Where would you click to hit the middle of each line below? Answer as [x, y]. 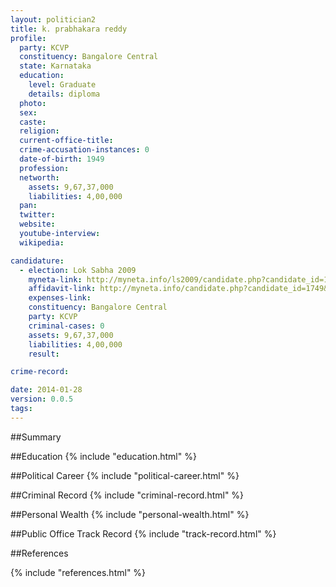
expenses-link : [60, 298]
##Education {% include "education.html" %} [103, 456]
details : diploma [64, 94]
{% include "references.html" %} [78, 572]
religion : [39, 131]
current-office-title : [66, 141]
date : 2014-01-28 [46, 390]
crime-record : [40, 372]
